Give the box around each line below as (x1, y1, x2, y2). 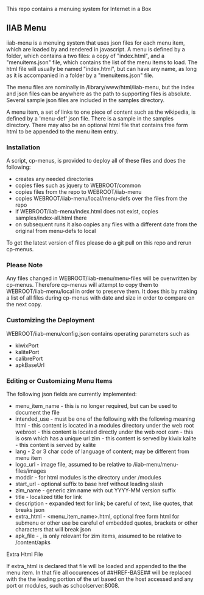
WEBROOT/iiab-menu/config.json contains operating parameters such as (6, 330, 190, 337)
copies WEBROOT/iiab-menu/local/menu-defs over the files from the (15, 195, 188, 202)
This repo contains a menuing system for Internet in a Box (6, 6, 152, 12)
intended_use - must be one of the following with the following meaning (15, 415, 195, 423)
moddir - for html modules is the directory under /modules (15, 474, 161, 481)
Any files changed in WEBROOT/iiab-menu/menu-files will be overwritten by (6, 275, 197, 282)
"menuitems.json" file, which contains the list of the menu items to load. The (6, 58, 198, 66)
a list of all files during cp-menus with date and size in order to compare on (6, 294, 195, 301)
